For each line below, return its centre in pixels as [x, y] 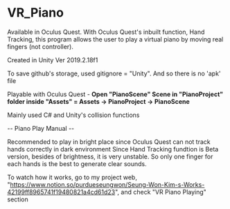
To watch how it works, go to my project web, [72, 177]
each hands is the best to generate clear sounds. [77, 163]
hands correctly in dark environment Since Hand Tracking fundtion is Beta [113, 149]
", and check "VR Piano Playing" [160, 192]
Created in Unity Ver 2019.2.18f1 [53, 60]
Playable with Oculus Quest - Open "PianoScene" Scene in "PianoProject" [115, 94]
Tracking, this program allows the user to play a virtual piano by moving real [115, 39]
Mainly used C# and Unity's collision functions [73, 115]
